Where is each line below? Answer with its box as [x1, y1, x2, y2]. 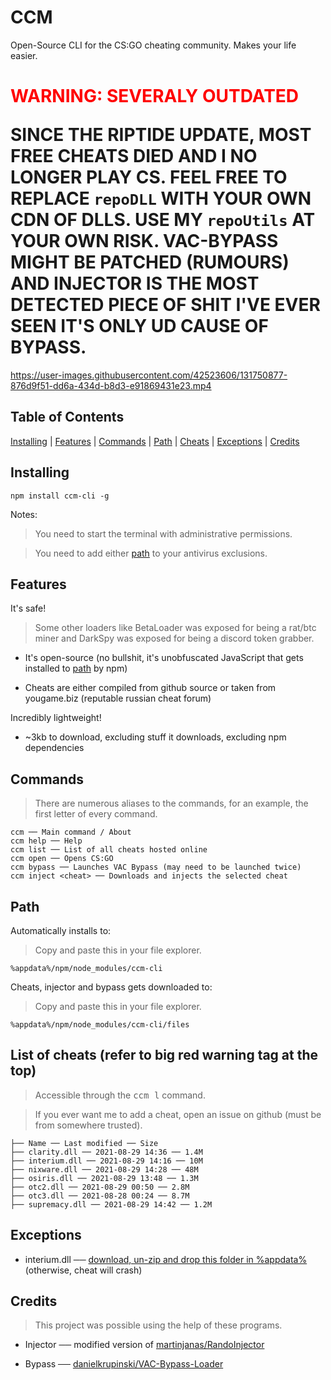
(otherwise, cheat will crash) [24, 1264, 143, 1276]
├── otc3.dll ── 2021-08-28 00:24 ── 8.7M [10, 1191, 190, 1201]
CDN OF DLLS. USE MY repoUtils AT [10, 209, 316, 231]
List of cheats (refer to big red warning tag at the [10, 1047, 319, 1064]
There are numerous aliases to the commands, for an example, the [34, 797, 309, 810]
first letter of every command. [34, 808, 158, 820]
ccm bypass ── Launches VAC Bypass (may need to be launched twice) [10, 862, 302, 873]
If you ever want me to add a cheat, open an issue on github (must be [34, 1108, 322, 1120]
